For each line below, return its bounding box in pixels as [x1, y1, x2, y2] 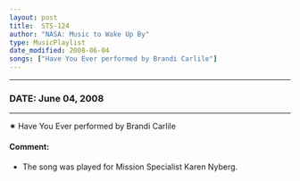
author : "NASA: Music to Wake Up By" [9, 29, 150, 38]
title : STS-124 [9, 21, 70, 30]
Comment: [9, 141, 50, 152]
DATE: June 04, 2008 [9, 92, 104, 104]
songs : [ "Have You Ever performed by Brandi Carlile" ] [9, 54, 218, 63]
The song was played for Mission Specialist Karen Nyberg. [21, 161, 238, 172]
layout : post [9, 12, 58, 22]
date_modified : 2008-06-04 [9, 46, 110, 55]
